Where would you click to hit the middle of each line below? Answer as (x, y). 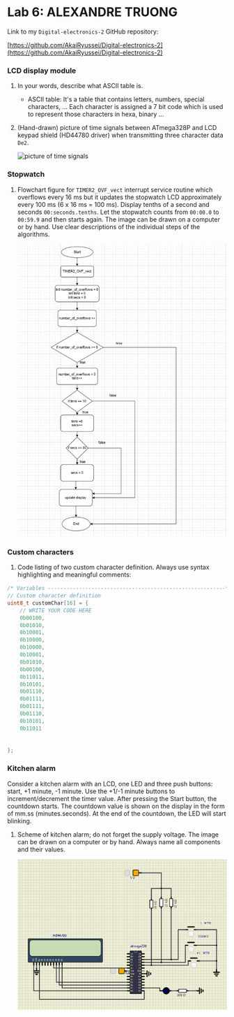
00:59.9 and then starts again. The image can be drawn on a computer (119, 219)
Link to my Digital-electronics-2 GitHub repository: (83, 31)
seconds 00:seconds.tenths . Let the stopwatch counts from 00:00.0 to (118, 212)
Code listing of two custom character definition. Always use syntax (114, 568)
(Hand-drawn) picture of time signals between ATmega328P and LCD (117, 128)
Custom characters (41, 551)
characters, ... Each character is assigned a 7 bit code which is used (125, 107)
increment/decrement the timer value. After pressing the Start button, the (112, 798)
